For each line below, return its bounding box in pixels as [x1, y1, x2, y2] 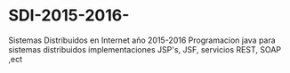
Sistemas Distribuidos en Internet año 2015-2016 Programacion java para [8, 35, 277, 45]
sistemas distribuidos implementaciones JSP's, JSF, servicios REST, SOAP [8, 44, 282, 54]
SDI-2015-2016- [8, 5, 130, 26]
